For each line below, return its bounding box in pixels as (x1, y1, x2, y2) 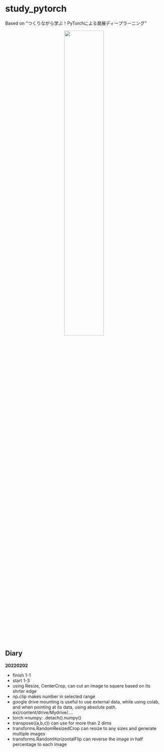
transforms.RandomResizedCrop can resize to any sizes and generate (12, 725, 156, 731)
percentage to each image (12, 741, 67, 747)
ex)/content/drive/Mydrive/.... (12, 709, 73, 715)
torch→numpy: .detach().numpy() (12, 714, 81, 720)
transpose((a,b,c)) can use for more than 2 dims (12, 720, 111, 726)
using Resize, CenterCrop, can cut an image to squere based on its (12, 682, 150, 688)
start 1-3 (12, 677, 30, 683)
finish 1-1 (12, 672, 31, 678)
